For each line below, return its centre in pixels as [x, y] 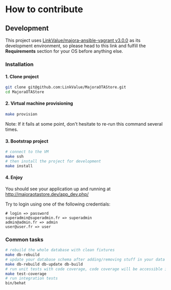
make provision [21, 114]
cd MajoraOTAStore [25, 92]
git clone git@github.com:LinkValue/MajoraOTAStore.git [66, 88]
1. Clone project [22, 76]
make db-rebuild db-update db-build [44, 264]
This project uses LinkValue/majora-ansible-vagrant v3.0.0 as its [73, 40]
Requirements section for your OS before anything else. [64, 51]
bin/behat [16, 283]
